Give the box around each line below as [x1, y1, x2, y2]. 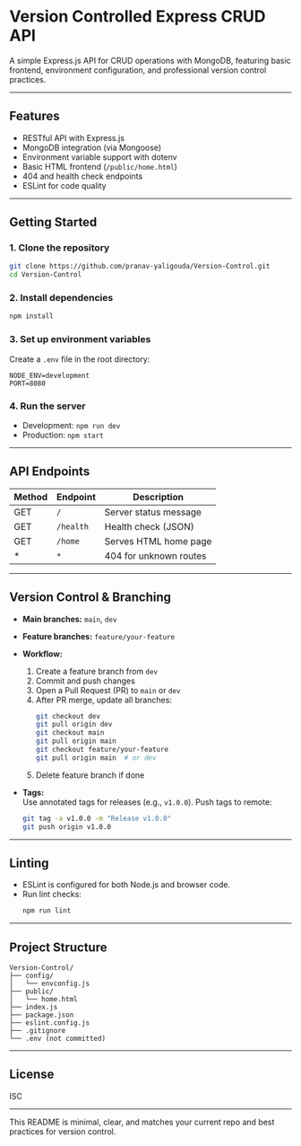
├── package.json [9, 1010, 74, 1020]
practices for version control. [9, 1125, 116, 1137]
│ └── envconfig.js [9, 979, 90, 989]
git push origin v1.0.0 [21, 822, 112, 832]
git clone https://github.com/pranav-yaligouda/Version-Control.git [9, 262, 271, 271]
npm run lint [21, 906, 72, 915]
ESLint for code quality [21, 180, 107, 190]
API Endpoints [9, 464, 90, 480]
